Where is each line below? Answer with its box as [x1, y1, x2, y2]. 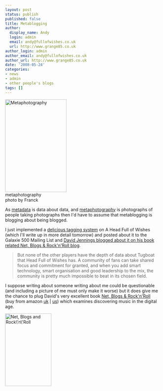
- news [5, 72, 19, 77]
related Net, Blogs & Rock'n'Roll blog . [5, 242, 81, 248]
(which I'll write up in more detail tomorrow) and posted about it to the [5, 232, 147, 238]
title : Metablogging [5, 21, 48, 26]
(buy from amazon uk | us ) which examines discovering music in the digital [5, 298, 157, 304]
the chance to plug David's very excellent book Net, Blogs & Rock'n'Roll [5, 293, 151, 299]
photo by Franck [5, 197, 38, 203]
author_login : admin [5, 48, 48, 53]
